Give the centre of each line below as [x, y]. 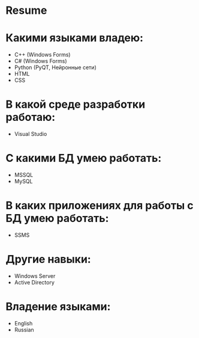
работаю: [31, 117]
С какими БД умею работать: [84, 158]
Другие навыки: [48, 260]
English [23, 323]
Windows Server [35, 276]
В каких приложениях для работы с [100, 206]
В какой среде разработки [76, 104]
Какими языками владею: [75, 38]
